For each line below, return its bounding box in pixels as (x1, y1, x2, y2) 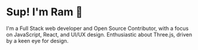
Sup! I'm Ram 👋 (6, 5, 83, 19)
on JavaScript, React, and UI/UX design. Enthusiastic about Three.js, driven (6, 31, 193, 38)
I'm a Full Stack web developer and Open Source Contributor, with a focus (6, 25, 189, 32)
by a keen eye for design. (6, 37, 69, 44)
